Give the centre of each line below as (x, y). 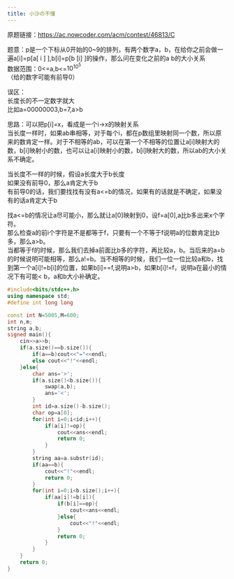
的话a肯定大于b (35, 201)
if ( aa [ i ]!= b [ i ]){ (70, 497)
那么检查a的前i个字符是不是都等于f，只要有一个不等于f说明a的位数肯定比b (114, 233)
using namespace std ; (39, 296)
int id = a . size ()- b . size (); (72, 406)
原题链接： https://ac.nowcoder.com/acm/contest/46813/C (91, 34)
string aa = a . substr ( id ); (68, 459)
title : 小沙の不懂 (31, 14)
